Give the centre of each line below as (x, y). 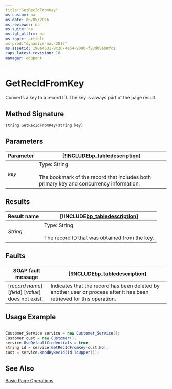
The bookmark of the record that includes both (95, 177)
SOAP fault (27, 270)
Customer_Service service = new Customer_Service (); (63, 334)
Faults (15, 256)
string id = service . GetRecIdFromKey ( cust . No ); (57, 347)
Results (18, 202)
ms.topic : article (25, 39)
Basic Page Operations (29, 381)
